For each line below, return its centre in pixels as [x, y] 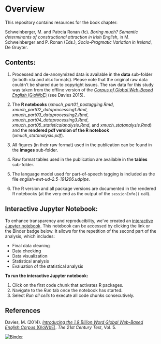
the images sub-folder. [35, 150]
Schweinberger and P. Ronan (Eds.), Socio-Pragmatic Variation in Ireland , [79, 42]
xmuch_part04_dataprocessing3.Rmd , [50, 120]
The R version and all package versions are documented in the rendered [84, 189]
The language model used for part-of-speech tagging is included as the [83, 174]
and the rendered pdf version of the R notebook [61, 130]
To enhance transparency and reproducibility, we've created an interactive [79, 221]
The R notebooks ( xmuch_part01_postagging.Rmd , [63, 104]
